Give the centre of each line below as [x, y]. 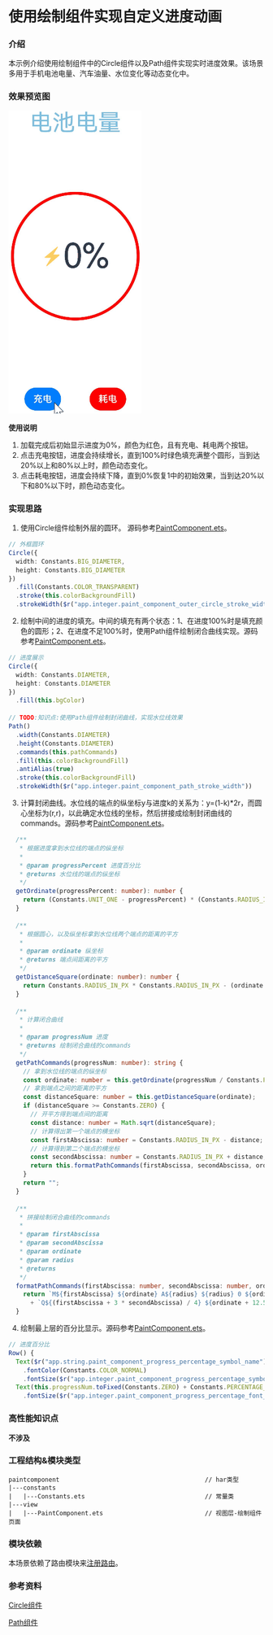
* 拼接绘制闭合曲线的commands [65, 1217]
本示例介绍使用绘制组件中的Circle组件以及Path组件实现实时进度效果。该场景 [136, 63]
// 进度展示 [26, 658]
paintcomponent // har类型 [124, 1480]
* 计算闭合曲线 [41, 1020]
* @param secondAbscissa [61, 1243]
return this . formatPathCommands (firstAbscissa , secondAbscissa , [141, 1166]
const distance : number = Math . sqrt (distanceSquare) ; [123, 1123]
